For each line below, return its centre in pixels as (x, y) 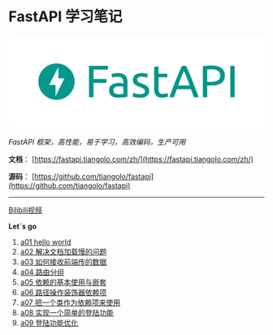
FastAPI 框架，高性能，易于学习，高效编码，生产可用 (97, 141)
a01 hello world (45, 241)
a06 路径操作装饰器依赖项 (63, 292)
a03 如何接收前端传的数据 (63, 262)
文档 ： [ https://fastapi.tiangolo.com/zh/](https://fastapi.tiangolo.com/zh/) (131, 159)
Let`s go (23, 226)
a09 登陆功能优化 (49, 323)
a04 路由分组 (42, 272)
